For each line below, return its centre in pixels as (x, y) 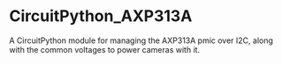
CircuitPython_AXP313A (101, 16)
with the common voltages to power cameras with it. (105, 49)
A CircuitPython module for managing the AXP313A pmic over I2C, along (141, 40)
